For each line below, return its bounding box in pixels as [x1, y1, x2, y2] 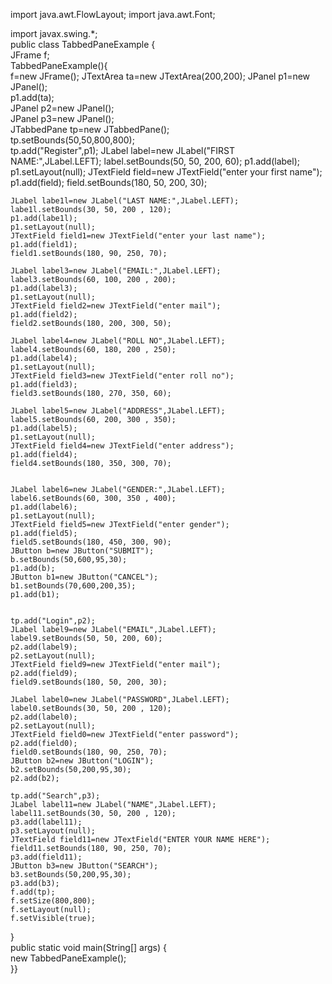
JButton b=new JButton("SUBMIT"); [10, 546, 155, 556]
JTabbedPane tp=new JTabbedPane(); [10, 124, 170, 135]
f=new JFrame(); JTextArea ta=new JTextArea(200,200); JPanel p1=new [10, 70, 311, 82]
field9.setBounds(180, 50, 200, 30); [10, 677, 168, 687]
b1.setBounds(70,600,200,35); [10, 581, 137, 591]
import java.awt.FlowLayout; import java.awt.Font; [10, 9, 216, 20]
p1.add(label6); [10, 502, 78, 512]
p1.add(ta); [10, 92, 55, 103]
